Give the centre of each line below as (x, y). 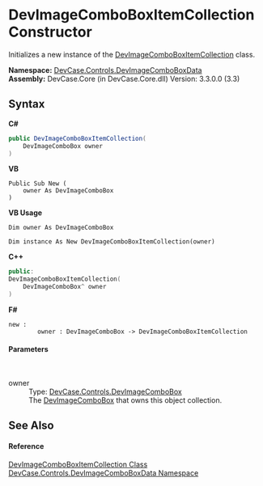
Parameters (28, 349)
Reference (26, 446)
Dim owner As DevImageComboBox (61, 228)
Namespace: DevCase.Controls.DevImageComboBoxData (105, 70)
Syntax (27, 104)
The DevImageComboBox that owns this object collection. (125, 400)
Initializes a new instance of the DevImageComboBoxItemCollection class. (132, 54)
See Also (31, 426)
